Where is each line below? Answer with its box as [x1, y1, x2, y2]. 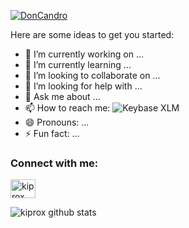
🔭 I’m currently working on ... [24, 48, 144, 60]
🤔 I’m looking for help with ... [24, 80, 143, 92]
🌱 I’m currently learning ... [24, 59, 132, 70]
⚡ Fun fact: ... [24, 128, 80, 139]
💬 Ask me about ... [24, 91, 101, 102]
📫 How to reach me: [24, 102, 111, 114]
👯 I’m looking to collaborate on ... [24, 70, 161, 81]
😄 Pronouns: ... [24, 116, 90, 128]
